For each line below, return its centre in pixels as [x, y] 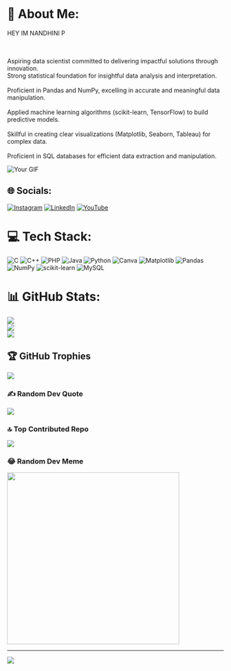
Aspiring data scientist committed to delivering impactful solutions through [113, 60]
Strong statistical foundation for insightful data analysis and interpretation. [112, 76]
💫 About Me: [43, 14]
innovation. [23, 68]
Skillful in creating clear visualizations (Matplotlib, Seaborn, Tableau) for [109, 134]
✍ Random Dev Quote [45, 394]
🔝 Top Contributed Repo [48, 429]
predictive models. [33, 119]
